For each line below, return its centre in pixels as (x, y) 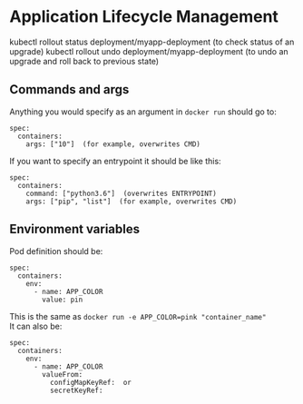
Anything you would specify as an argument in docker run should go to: (143, 112)
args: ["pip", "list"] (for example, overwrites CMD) (132, 202)
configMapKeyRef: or (90, 382)
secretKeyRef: (76, 390)
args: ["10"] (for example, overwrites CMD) (113, 144)
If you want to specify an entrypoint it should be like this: (115, 161)
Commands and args (69, 89)
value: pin (63, 300)
